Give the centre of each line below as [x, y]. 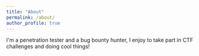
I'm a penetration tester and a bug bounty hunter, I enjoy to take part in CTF [100, 40]
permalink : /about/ [31, 17]
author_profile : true [33, 23]
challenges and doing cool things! [48, 46]
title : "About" [25, 12]
